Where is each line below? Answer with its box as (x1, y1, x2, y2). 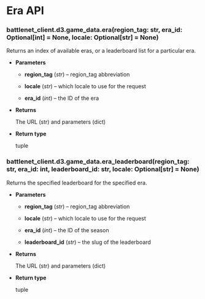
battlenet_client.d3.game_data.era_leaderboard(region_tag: (6, 157, 190, 166)
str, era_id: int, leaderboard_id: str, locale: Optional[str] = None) (6, 165, 199, 173)
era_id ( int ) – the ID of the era (24, 94, 99, 102)
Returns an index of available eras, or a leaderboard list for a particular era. (6, 47, 196, 55)
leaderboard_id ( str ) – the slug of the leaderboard (24, 238, 152, 246)
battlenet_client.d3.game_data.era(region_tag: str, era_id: (6, 26, 183, 34)
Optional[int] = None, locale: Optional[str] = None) (6, 33, 159, 42)
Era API (6, 4, 44, 18)
